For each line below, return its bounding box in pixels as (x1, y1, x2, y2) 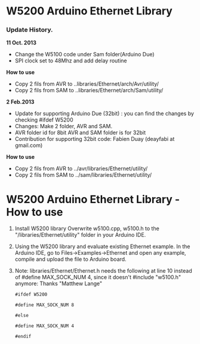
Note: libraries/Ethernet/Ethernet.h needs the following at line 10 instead (14, 267, 192, 274)
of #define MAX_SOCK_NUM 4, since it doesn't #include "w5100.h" (14, 274, 181, 281)
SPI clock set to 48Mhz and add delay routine (14, 57, 127, 64)
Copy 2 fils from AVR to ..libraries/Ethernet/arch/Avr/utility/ (14, 80, 159, 87)
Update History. (6, 26, 53, 34)
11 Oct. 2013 (6, 39, 37, 46)
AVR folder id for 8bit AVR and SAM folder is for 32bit (14, 129, 146, 136)
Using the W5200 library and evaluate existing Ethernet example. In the (14, 243, 190, 250)
